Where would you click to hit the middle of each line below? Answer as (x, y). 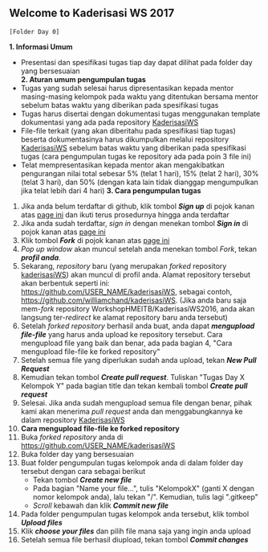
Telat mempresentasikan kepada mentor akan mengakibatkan (123, 165)
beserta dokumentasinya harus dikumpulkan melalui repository (125, 139)
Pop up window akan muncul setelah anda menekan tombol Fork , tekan (139, 249)
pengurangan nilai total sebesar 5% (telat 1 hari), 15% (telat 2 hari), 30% (140, 173)
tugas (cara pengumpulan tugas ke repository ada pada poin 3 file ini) (136, 156)
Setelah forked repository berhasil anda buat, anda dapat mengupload (138, 326)
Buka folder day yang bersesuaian (77, 454)
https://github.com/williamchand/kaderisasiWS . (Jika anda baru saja (134, 300)
